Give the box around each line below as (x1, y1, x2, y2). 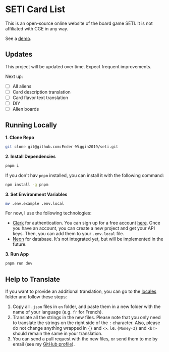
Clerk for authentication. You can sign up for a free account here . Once (12, 220, 160, 226)
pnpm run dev (5, 261, 33, 266)
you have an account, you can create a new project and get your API (12, 225, 155, 231)
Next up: (5, 73, 23, 79)
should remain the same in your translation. (12, 330, 102, 337)
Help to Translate (5, 275, 61, 284)
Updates (5, 50, 33, 59)
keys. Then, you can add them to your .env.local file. (12, 231, 125, 237)
